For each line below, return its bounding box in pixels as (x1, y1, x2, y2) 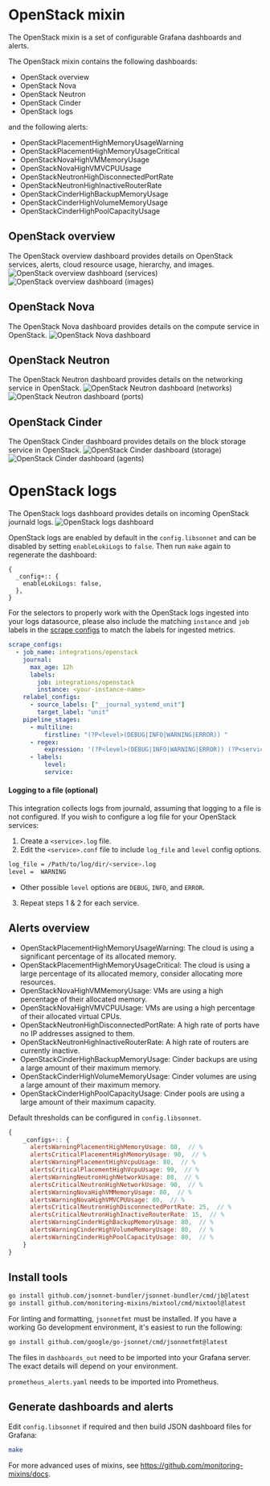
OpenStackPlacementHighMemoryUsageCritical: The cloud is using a (19, 959, 251, 969)
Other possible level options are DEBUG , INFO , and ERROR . (19, 882, 205, 892)
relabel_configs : (22, 693, 81, 701)
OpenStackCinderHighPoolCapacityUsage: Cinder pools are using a (19, 1088, 245, 1098)
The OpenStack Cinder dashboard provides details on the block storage (8, 437, 247, 447)
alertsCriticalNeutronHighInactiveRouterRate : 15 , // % (29, 1211, 225, 1219)
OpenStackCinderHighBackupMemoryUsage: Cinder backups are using (19, 1054, 258, 1064)
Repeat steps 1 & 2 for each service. (19, 897, 140, 908)
